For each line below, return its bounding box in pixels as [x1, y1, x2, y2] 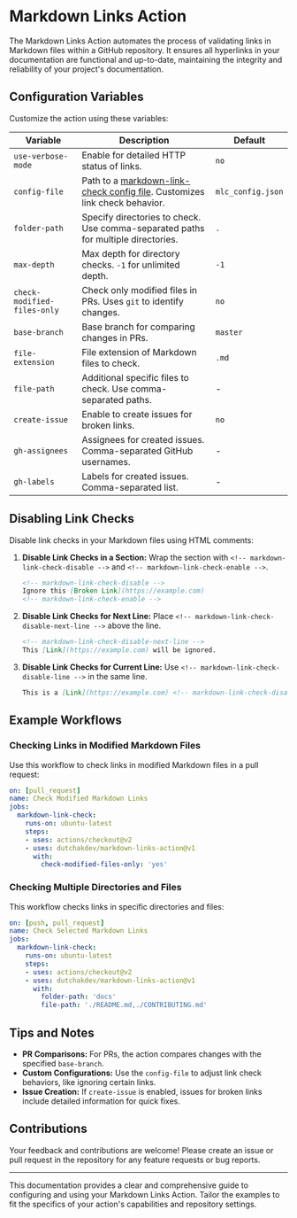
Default [233, 134, 266, 146]
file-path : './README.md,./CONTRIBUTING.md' [41, 1001, 208, 1010]
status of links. [81, 159, 142, 172]
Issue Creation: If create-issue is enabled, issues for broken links [21, 1086, 263, 1097]
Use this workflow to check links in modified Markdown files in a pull [9, 759, 259, 770]
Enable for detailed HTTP [81, 149, 187, 161]
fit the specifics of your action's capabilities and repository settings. [9, 1199, 257, 1209]
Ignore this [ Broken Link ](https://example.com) [21, 586, 205, 595]
